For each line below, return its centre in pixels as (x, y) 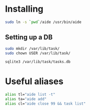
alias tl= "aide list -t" (30, 95)
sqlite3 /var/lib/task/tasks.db (38, 62)
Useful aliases (34, 81)
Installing (24, 9)
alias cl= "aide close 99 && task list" (45, 104)
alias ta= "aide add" (26, 99)
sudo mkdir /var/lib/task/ (32, 48)
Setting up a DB (29, 37)
